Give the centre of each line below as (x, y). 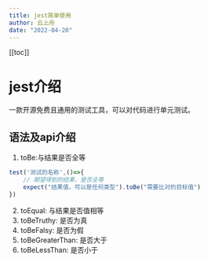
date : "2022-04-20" (41, 30)
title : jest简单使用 (40, 15)
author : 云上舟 (32, 23)
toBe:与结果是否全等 (53, 157)
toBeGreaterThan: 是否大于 (64, 240)
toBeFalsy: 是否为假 (52, 230)
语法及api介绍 (43, 137)
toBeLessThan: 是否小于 (59, 249)
